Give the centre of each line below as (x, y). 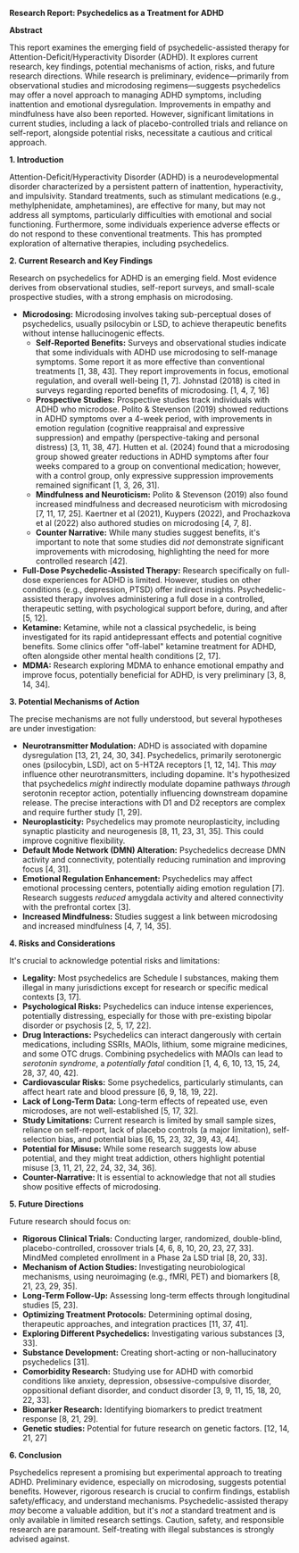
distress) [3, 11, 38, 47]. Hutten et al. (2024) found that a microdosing (162, 447)
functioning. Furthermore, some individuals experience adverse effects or (145, 224)
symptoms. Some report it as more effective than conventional (150, 362)
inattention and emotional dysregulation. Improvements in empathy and (140, 104)
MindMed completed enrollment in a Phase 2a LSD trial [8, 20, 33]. (145, 1257)
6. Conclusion (36, 1455)
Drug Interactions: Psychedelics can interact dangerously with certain (152, 1035)
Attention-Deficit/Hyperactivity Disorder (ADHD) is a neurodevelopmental (144, 177)
